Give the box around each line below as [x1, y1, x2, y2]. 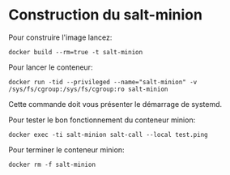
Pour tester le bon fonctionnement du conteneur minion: [8, 115, 196, 125]
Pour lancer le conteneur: [8, 62, 93, 72]
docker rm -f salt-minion [8, 160, 96, 169]
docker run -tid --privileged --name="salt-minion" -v [8, 78, 198, 86]
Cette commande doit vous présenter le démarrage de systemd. [8, 99, 223, 109]
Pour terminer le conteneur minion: [8, 144, 125, 155]
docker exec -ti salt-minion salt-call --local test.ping [8, 130, 208, 139]
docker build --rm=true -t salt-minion [8, 48, 143, 56]
